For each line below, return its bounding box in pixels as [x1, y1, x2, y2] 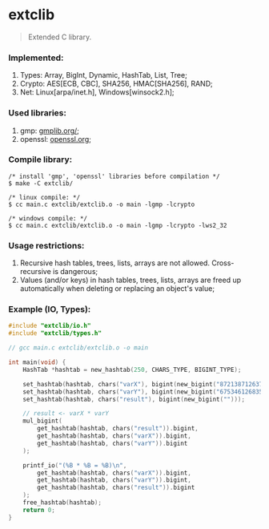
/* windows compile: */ [8, 214, 88, 222]
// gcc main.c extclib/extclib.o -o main [8, 344, 149, 352]
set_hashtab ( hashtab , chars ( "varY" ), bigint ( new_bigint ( [22, 387, 217, 396]
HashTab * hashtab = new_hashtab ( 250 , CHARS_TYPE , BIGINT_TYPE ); [22, 365, 242, 374]
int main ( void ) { [8, 358, 66, 366]
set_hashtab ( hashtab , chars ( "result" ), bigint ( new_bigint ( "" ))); [22, 395, 246, 403]
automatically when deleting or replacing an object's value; [19, 284, 215, 293]
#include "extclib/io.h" [8, 322, 91, 330]
